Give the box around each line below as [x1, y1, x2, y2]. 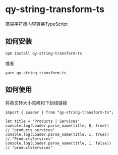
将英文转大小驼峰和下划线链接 [5, 99, 67, 106]
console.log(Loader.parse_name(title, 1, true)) [5, 132, 109, 137]
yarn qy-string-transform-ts [5, 70, 67, 75]
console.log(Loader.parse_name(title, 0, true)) [5, 123, 109, 128]
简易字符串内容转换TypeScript [5, 21, 68, 27]
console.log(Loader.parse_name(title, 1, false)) [5, 140, 112, 146]
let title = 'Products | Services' [5, 119, 80, 124]
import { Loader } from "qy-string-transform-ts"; [5, 110, 114, 115]
